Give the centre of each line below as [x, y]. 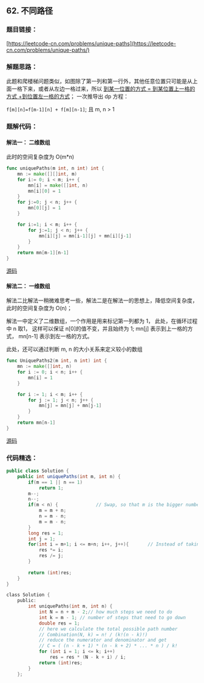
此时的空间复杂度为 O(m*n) [40, 157]
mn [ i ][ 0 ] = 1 [45, 191]
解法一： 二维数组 [28, 142]
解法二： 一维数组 [28, 286]
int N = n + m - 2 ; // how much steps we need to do [105, 612]
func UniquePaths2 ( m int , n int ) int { [57, 361]
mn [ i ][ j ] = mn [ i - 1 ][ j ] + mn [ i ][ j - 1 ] [85, 236]
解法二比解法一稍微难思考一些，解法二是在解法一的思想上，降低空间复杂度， [102, 300]
